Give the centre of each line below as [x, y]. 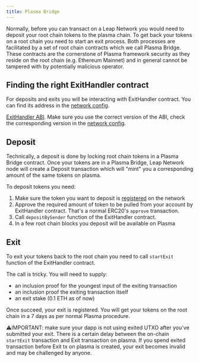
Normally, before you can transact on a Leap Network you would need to [95, 28]
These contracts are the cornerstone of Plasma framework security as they [98, 53]
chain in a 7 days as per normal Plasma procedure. [68, 316]
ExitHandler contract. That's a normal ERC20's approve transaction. [97, 211]
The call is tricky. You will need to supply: [57, 274]
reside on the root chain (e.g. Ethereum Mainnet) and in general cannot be [97, 60]
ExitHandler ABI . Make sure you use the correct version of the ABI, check [96, 117]
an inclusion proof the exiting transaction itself [72, 292]
